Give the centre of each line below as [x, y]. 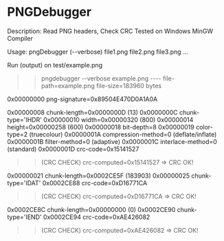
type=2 [18, 134]
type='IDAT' [24, 182]
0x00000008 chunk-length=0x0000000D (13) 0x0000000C [93, 112]
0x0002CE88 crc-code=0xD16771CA [95, 182]
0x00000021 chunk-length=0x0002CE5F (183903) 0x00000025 [99, 176]
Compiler [20, 38]
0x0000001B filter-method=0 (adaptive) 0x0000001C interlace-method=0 [112, 141]
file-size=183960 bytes [129, 85]
